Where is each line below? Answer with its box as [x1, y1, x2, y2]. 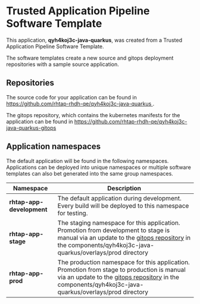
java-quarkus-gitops [6, 124, 57, 131]
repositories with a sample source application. [6, 61, 119, 68]
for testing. [57, 209, 88, 217]
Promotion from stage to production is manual [57, 265, 186, 274]
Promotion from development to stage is [57, 226, 170, 234]
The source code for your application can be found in [6, 93, 137, 101]
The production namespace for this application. [57, 258, 190, 266]
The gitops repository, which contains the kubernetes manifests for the [6, 111, 180, 118]
